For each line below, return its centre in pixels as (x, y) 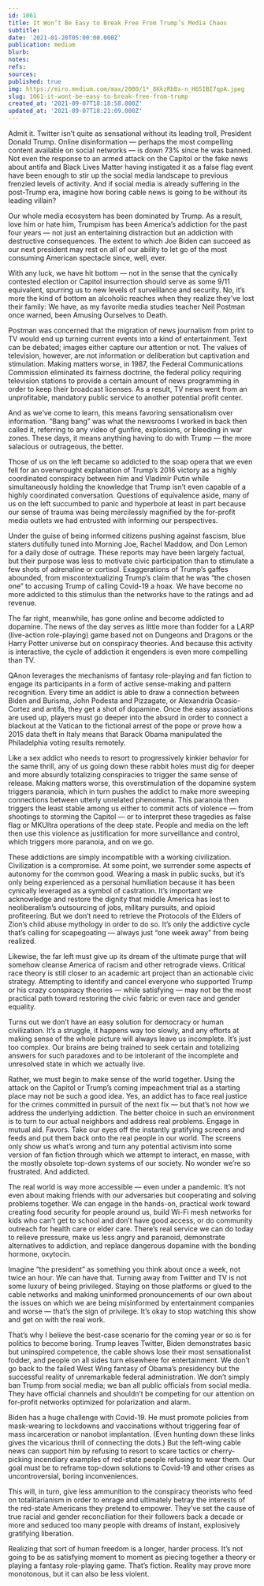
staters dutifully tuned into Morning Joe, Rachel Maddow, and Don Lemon (128, 544)
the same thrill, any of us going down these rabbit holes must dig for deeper (131, 766)
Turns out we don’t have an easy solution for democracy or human (116, 1022)
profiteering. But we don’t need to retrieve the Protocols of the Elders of (125, 916)
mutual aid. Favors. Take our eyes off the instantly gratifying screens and (126, 1129)
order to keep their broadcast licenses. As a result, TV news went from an (128, 389)
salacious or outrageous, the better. (66, 446)
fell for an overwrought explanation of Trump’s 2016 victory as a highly (123, 470)
